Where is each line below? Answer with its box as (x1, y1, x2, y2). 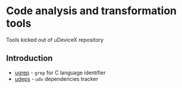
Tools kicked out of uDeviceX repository (6, 36, 104, 43)
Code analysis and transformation (6, 4, 177, 18)
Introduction (6, 53, 53, 63)
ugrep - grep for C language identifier (14, 69, 106, 76)
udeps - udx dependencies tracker (14, 75, 99, 82)
